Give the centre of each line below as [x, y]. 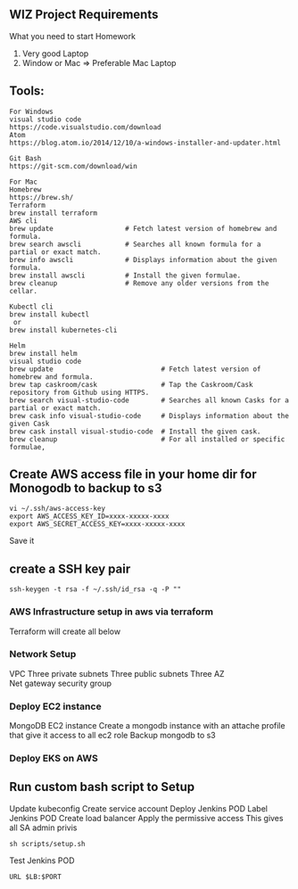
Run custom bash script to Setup [102, 787]
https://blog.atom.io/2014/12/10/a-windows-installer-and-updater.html [145, 143]
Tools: [27, 91]
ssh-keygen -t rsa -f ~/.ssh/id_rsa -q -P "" [95, 589]
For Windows [31, 111]
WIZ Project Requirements [84, 15]
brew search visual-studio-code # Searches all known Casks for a [149, 400]
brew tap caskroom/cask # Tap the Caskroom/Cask [131, 384]
